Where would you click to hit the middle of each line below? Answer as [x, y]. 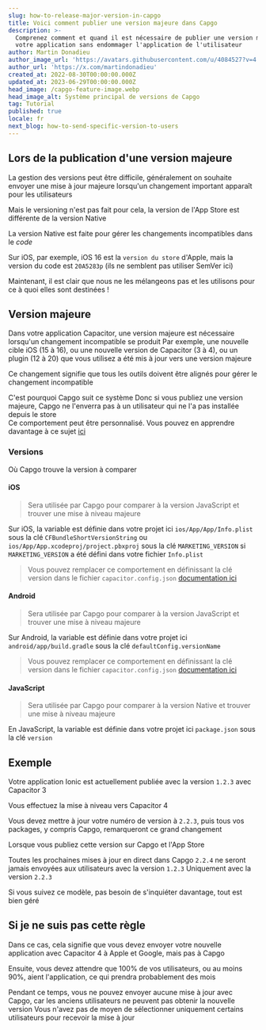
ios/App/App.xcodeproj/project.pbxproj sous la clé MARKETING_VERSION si [127, 546]
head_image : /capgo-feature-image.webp [74, 89]
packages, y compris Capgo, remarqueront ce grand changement [115, 829]
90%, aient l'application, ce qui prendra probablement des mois [112, 977]
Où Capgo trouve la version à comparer [72, 469]
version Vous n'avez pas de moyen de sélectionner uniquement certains [126, 1009]
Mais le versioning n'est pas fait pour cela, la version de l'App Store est [124, 209]
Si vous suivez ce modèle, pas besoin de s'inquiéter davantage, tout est [125, 892]
